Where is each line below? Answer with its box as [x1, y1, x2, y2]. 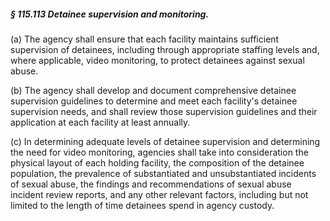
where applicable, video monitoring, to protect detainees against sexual [10, 54, 305, 66]
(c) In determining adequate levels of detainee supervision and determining [10, 135, 321, 147]
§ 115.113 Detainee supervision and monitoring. [10, 8, 210, 20]
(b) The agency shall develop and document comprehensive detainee [10, 84, 297, 96]
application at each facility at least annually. [10, 116, 191, 128]
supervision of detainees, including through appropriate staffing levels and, [10, 43, 320, 55]
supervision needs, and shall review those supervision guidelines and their [10, 105, 318, 117]
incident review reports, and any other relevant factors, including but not [10, 188, 309, 200]
